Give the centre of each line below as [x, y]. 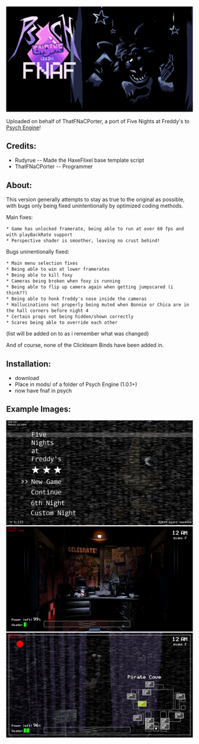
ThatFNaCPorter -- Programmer [54, 167]
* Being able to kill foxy [39, 275]
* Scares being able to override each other [62, 323]
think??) [17, 293]
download [27, 378]
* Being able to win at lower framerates [58, 269]
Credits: [21, 146]
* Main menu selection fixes [42, 264]
